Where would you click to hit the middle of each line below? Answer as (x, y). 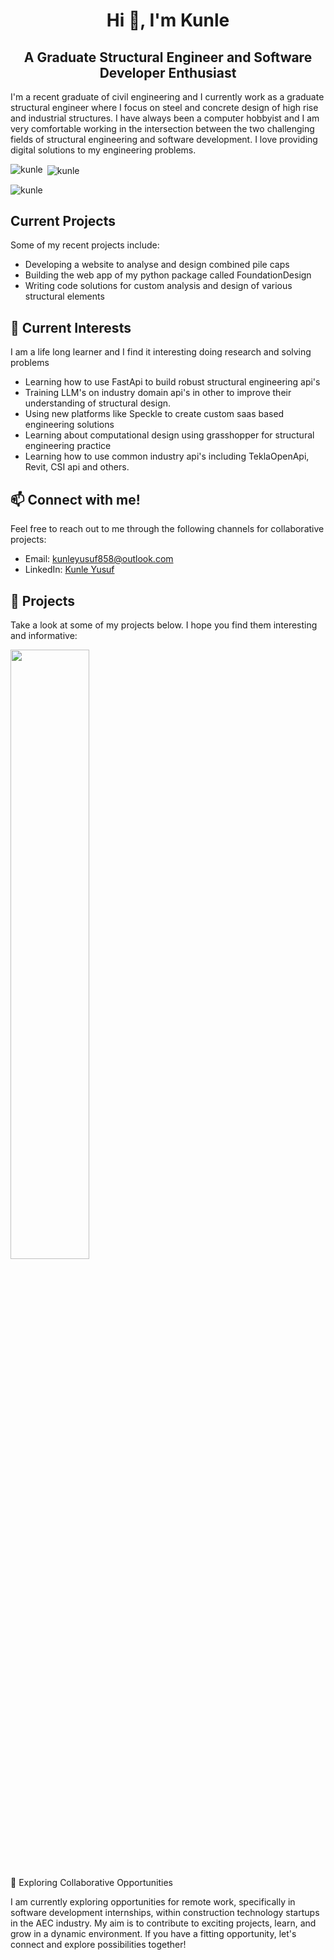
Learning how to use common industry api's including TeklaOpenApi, (167, 456)
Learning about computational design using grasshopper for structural (169, 435)
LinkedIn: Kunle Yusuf (69, 570)
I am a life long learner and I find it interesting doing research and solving (161, 352)
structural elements (64, 296)
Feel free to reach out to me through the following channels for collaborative (167, 529)
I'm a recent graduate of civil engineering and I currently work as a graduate (167, 97)
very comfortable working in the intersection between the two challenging (162, 128)
